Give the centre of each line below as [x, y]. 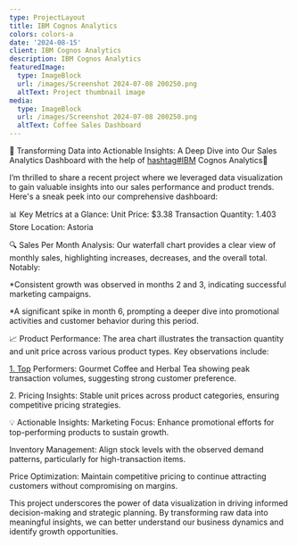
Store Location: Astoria [51, 227]
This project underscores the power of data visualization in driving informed [148, 503]
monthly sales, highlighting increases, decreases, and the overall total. [138, 258]
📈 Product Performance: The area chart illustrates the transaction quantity [146, 339]
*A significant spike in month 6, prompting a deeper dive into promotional [144, 311]
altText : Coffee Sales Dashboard [79, 126]
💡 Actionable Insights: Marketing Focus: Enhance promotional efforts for [142, 422]
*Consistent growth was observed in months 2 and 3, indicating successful [148, 285]
